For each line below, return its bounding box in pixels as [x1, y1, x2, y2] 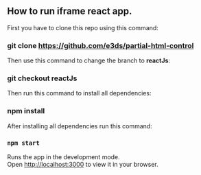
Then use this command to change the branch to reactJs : [7, 56, 170, 65]
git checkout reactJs [7, 73, 78, 83]
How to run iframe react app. [7, 5, 132, 17]
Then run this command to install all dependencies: [7, 89, 152, 97]
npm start [7, 139, 40, 147]
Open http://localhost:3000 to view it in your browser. [7, 161, 159, 168]
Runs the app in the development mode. [7, 153, 120, 161]
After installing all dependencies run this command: [7, 121, 152, 130]
